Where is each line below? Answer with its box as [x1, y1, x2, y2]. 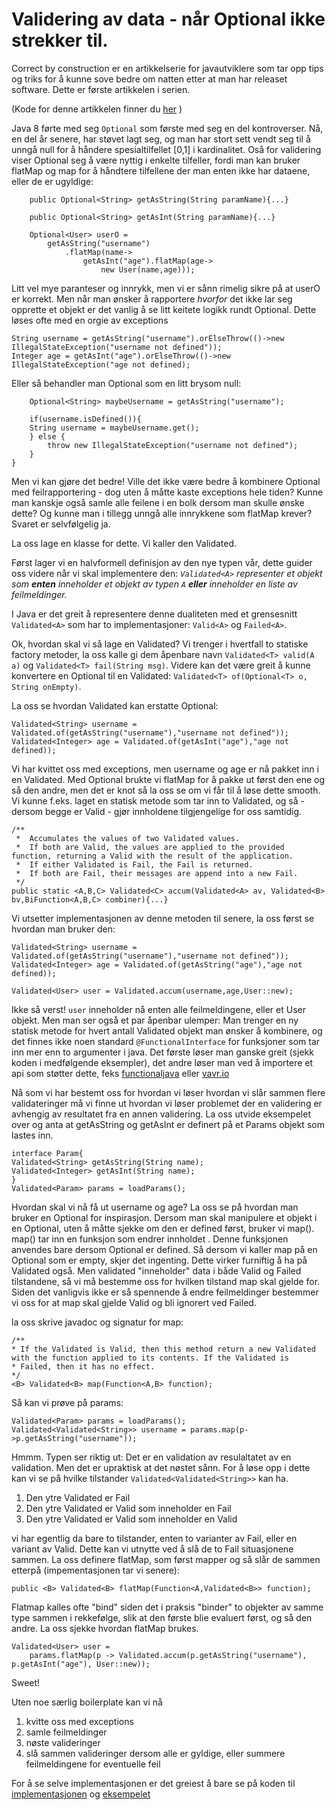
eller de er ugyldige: [11, 175, 94, 187]
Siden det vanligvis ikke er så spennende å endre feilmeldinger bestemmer [11, 1286, 319, 1298]
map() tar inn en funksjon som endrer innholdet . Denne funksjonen [11, 1233, 289, 1245]
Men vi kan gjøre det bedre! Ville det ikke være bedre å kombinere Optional [11, 475, 321, 487]
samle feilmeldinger [25, 1726, 108, 1738]
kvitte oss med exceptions [25, 1715, 134, 1727]
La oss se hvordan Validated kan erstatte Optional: [11, 699, 219, 712]
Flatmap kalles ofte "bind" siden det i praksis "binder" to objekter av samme [11, 1601, 324, 1613]
